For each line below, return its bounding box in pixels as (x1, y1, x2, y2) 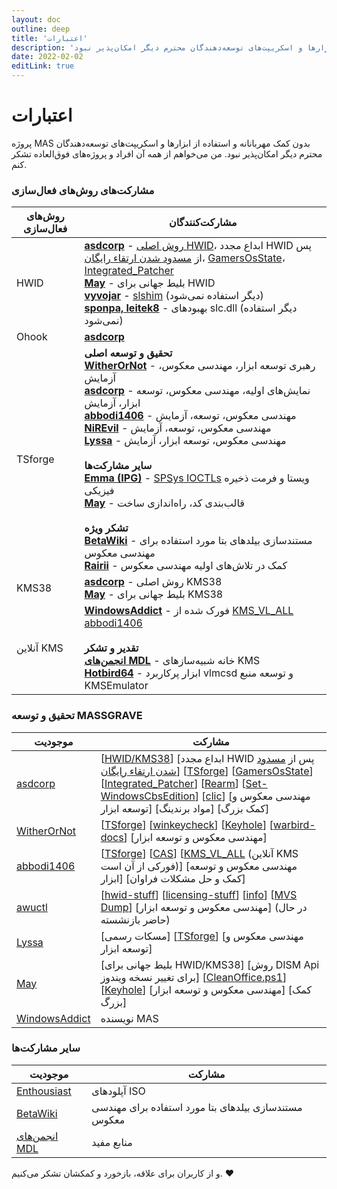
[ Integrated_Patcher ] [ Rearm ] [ (100, 776, 246, 790)
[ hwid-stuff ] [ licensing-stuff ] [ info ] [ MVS (100, 887, 298, 901)
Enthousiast (16, 1084, 72, 1098)
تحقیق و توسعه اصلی (84, 346, 173, 360)
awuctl (16, 900, 48, 914)
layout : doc (11, 14, 61, 25)
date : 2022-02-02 (11, 52, 84, 62)
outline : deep (11, 24, 71, 34)
